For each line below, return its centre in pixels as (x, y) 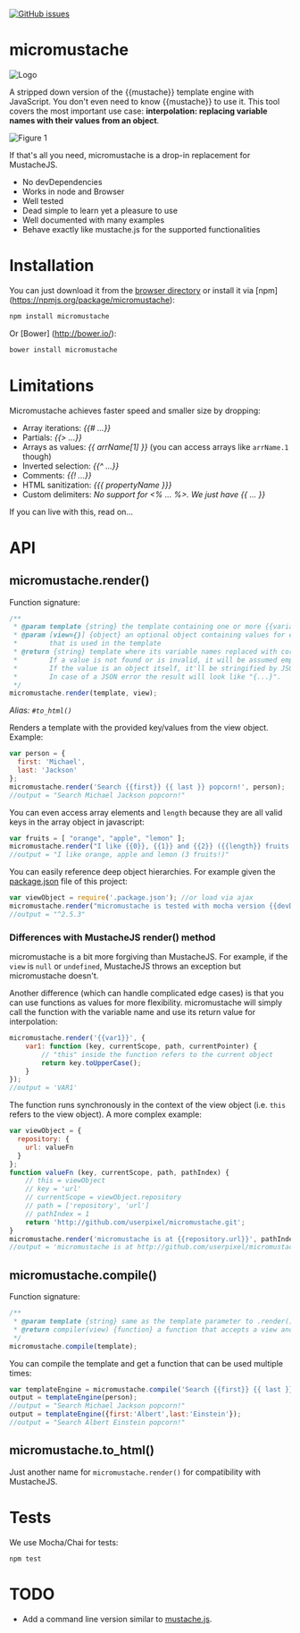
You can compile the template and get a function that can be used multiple (146, 1363)
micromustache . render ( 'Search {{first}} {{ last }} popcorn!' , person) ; (147, 787)
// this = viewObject (65, 1180)
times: (21, 1373)
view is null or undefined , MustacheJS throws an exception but (125, 967)
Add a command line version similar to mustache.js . (117, 1619)
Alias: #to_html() (41, 710)
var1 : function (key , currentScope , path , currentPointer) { (141, 1046)
